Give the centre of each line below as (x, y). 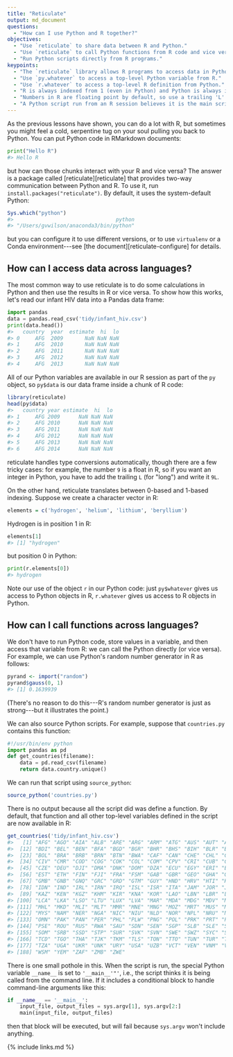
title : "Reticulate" (37, 14)
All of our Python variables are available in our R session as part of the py (112, 377)
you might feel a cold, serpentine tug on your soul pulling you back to (106, 131)
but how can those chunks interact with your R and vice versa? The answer (114, 171)
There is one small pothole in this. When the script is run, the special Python (116, 965)
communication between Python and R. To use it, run (83, 185)
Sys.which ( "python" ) (37, 213)
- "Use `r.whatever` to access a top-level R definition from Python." (119, 85)
